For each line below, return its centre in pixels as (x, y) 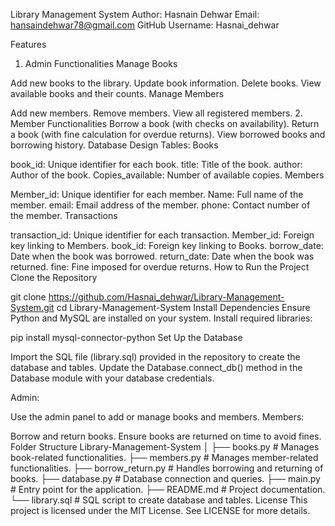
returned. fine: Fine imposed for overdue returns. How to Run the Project (160, 267)
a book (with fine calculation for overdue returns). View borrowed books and (168, 134)
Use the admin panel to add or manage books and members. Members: (157, 417)
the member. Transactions (64, 215)
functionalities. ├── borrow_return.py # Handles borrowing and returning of (167, 468)
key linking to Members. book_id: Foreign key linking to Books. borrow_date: (167, 245)
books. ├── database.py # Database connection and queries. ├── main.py (165, 478)
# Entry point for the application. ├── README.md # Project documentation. (168, 489)
